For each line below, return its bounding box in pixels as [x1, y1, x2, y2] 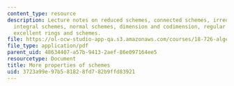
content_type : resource [7, 10, 77, 17]
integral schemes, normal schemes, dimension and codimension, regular [13, 23, 226, 30]
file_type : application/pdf [7, 42, 89, 49]
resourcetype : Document [7, 55, 77, 62]
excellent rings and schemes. [13, 29, 101, 37]
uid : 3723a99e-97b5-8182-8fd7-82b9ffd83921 [7, 68, 136, 75]
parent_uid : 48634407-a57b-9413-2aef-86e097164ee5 [7, 49, 157, 56]
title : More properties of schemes [7, 62, 111, 69]
